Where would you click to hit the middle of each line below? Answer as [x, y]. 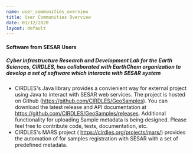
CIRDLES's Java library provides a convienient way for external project [101, 88]
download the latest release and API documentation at [80, 107]
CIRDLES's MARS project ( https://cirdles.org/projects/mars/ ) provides [100, 132]
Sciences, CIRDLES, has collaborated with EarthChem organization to [94, 67]
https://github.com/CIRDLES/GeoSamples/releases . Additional [90, 113]
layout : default [26, 28]
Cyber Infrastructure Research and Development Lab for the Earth [89, 60]
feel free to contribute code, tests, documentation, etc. [81, 126]
